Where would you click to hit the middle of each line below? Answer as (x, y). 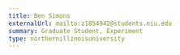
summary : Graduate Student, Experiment (76, 31)
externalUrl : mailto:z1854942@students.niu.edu (90, 23)
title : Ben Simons (39, 16)
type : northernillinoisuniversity (67, 38)
